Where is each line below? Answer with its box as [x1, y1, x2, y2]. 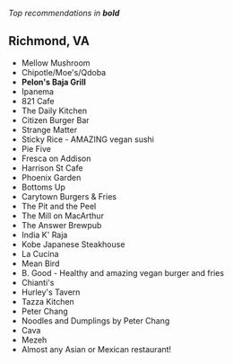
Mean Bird [21, 258, 60, 269]
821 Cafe [21, 95, 55, 106]
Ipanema [21, 85, 55, 97]
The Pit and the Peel [21, 200, 97, 211]
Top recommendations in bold [8, 8, 120, 18]
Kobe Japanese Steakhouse [21, 238, 125, 250]
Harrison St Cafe [21, 162, 83, 173]
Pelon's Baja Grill [21, 76, 86, 87]
